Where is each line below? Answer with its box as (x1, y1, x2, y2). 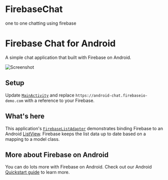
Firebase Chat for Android (5, 38, 116, 49)
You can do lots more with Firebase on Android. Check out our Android (5, 164, 152, 170)
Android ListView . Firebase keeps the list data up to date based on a (5, 131, 146, 137)
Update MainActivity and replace (5, 92, 74, 98)
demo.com (5, 98, 24, 104)
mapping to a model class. (5, 136, 60, 142)
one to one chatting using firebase (5, 20, 76, 26)
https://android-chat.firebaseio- (75, 93, 148, 98)
